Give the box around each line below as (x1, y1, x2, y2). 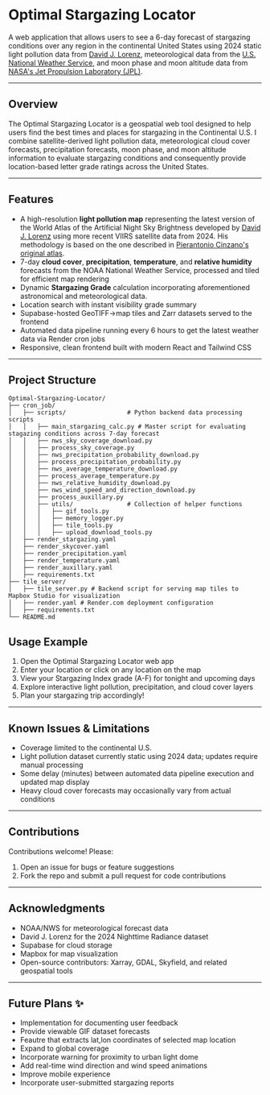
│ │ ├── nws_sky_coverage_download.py (8, 437, 153, 445)
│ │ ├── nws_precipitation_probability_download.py (8, 451, 199, 459)
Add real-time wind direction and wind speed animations (19, 1061, 208, 1071)
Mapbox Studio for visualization (8, 592, 121, 600)
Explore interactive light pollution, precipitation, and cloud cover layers (19, 682, 254, 692)
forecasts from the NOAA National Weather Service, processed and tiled (19, 265, 260, 275)
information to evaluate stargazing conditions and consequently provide (8, 153, 247, 163)
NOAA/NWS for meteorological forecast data (19, 923, 169, 932)
